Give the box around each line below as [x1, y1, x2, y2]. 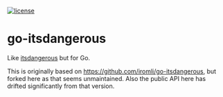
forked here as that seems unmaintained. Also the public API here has [7, 74, 206, 82]
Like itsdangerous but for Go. [7, 53, 91, 62]
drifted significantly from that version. [7, 82, 115, 90]
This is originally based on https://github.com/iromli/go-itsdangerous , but [7, 67, 217, 76]
